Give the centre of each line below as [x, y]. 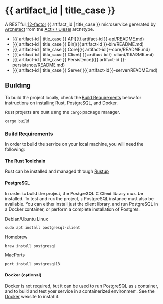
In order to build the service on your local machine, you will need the [74, 144]
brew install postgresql [30, 246]
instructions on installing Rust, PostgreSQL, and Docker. [62, 103]
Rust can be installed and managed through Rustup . [57, 171]
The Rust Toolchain [25, 161]
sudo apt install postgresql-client [42, 228]
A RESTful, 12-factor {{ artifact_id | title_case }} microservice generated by [81, 24]
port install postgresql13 [33, 264]
